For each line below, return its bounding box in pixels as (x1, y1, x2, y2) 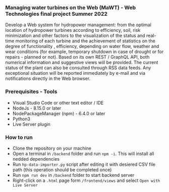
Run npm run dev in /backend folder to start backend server (12, 172, 135, 178)
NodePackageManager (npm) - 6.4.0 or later (12, 110, 105, 116)
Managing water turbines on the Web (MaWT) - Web (5, 4, 136, 11)
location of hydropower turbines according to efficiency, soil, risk (5, 27, 141, 33)
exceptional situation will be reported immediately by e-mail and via (5, 70, 145, 76)
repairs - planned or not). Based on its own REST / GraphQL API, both (5, 54, 150, 60)
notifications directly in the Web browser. (5, 75, 91, 82)
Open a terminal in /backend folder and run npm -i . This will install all (12, 151, 154, 157)
